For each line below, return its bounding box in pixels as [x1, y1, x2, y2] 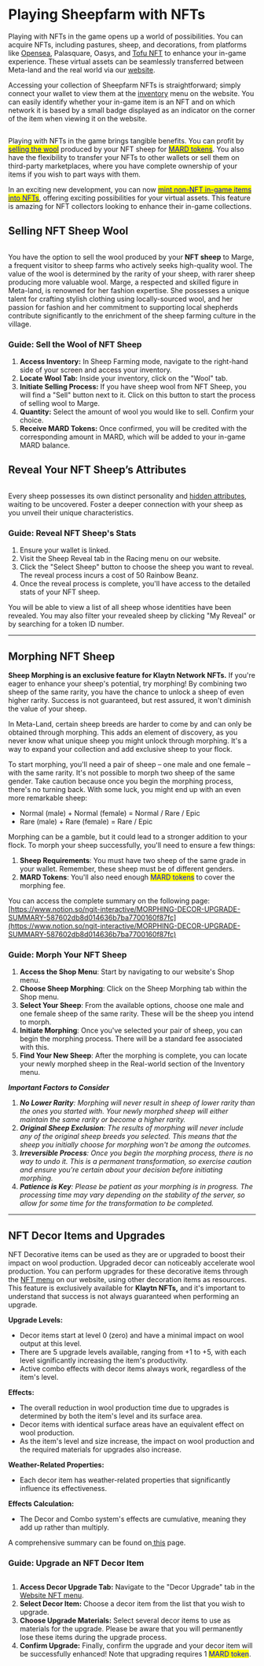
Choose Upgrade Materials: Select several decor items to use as [19, 1616, 231, 1625]
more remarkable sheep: [8, 793, 88, 802]
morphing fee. [19, 880, 66, 890]
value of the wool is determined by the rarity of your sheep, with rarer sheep [8, 269, 255, 278]
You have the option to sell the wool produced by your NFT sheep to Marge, [8, 252, 255, 262]
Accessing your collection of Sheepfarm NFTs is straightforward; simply [8, 80, 241, 90]
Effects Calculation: [8, 1499, 75, 1508]
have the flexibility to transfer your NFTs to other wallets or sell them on [8, 152, 240, 162]
